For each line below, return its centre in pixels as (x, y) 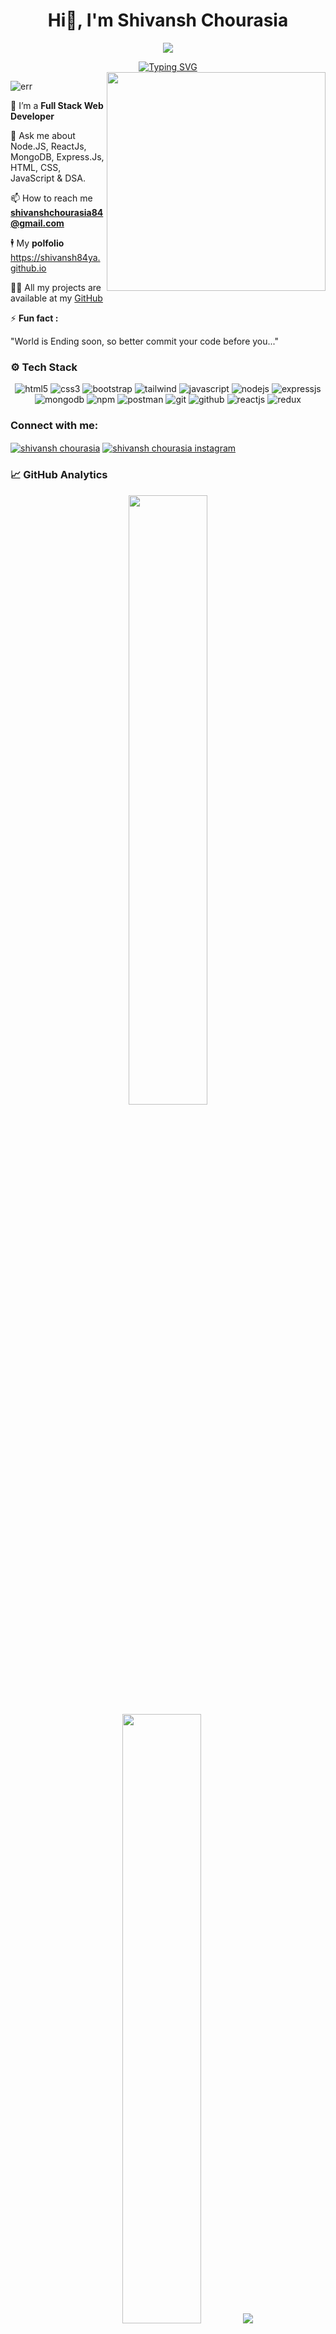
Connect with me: (54, 426)
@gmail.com (37, 223)
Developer (32, 116)
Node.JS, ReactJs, (48, 146)
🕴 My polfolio (37, 243)
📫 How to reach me (51, 198)
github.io (28, 268)
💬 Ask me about (43, 135)
